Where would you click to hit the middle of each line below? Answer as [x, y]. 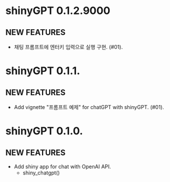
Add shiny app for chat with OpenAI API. [63, 167]
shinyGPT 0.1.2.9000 [58, 11]
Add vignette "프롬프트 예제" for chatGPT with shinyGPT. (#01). [89, 107]
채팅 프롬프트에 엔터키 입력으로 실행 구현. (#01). [68, 47]
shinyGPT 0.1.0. [44, 131]
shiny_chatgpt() [41, 173]
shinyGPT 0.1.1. [43, 71]
